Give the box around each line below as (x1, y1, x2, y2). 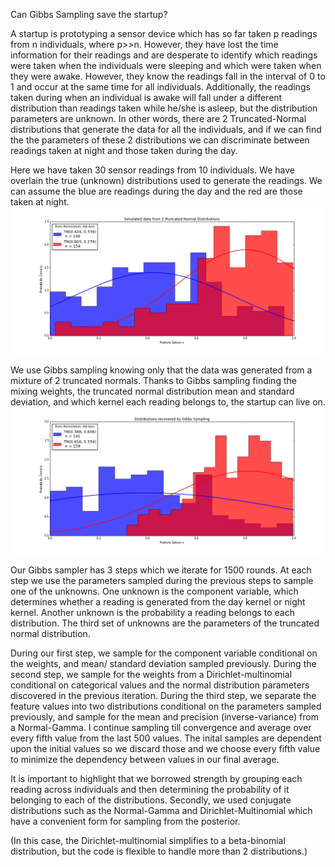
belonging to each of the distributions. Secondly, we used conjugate (10, 794, 292, 806)
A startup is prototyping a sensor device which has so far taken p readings (10, 28, 318, 39)
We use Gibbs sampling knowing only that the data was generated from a (10, 364, 313, 376)
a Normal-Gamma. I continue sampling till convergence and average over (10, 721, 312, 733)
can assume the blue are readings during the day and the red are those (10, 185, 303, 197)
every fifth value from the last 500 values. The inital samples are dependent (10, 732, 322, 744)
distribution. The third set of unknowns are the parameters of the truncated (10, 617, 320, 629)
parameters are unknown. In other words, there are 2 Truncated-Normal (10, 113, 307, 124)
